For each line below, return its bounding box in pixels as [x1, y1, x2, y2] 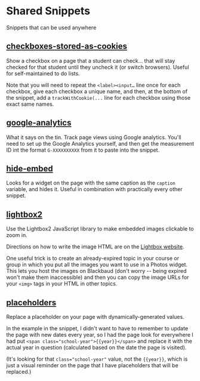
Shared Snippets [6, 4, 91, 18]
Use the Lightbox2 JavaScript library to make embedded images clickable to [6, 225, 194, 232]
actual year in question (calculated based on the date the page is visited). [6, 344, 187, 351]
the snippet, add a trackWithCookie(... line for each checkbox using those [6, 94, 191, 101]
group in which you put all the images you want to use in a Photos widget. [6, 261, 188, 268]
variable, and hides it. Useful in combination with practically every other [6, 186, 183, 193]
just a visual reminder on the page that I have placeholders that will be [6, 362, 179, 368]
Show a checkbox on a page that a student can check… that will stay [6, 57, 176, 64]
